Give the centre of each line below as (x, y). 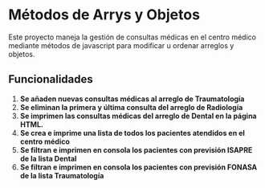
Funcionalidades (51, 79)
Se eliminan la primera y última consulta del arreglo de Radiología (131, 107)
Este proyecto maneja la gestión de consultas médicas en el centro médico (132, 37)
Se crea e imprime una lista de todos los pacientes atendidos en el (132, 133)
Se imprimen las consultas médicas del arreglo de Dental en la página (138, 116)
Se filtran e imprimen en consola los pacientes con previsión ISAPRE (136, 149)
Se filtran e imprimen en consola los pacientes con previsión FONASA (139, 167)
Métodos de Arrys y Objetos (104, 15)
